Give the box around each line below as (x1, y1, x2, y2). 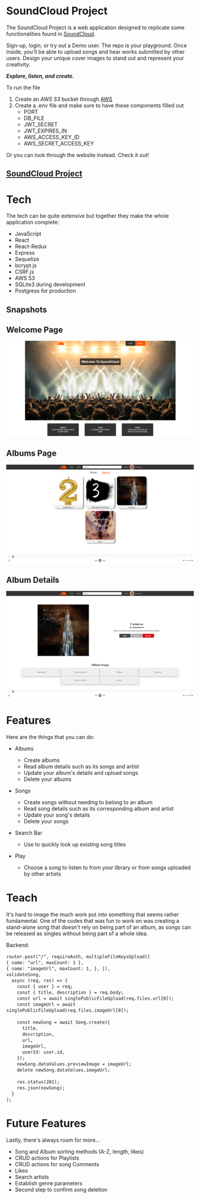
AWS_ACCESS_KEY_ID (23, 133, 80, 141)
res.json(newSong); (17, 1085, 65, 1091)
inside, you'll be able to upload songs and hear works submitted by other (6, 48, 185, 55)
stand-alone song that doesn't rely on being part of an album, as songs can (6, 923, 192, 931)
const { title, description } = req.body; (17, 990, 124, 996)
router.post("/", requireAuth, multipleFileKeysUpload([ (6, 954, 151, 960)
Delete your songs (23, 818, 69, 825)
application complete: (6, 219, 60, 226)
